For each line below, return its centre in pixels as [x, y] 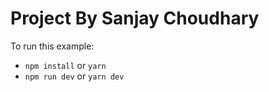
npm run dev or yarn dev [74, 76]
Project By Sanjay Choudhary [135, 18]
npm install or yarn [65, 65]
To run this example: [52, 46]
